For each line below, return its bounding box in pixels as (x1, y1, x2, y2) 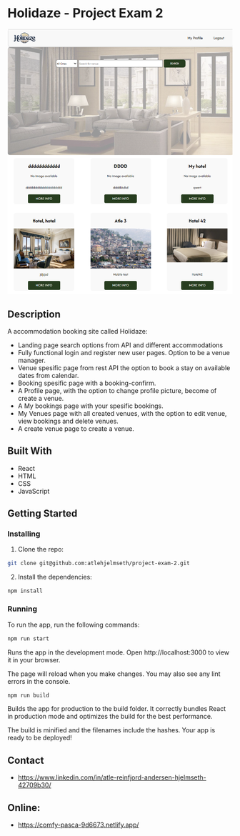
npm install (7, 587, 43, 594)
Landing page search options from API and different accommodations (17, 341, 224, 349)
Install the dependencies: (17, 573, 93, 582)
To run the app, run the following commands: (7, 620, 140, 629)
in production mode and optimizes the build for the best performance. (7, 712, 213, 721)
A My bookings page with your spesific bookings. (17, 402, 164, 410)
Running (7, 604, 38, 614)
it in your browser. (7, 655, 61, 664)
